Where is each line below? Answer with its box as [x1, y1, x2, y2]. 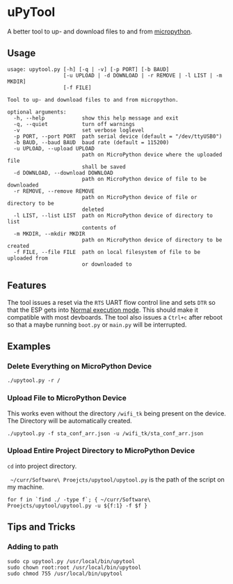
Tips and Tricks [7, 521, 76, 533]
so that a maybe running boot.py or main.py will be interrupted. [7, 320, 187, 329]
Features [7, 280, 47, 292]
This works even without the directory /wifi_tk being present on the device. [7, 409, 226, 418]
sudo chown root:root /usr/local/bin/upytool [7, 564, 141, 571]
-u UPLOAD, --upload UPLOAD [13, 145, 95, 152]
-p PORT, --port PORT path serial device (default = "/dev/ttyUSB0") [13, 133, 223, 140]
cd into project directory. [7, 461, 77, 470]
